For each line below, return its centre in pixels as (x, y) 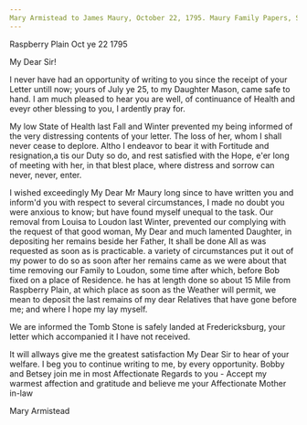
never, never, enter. (46, 175)
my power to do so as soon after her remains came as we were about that (148, 260)
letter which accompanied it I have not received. (100, 336)
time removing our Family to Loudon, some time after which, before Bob (145, 270)
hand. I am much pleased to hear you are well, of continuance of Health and (152, 99)
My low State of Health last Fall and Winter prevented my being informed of (151, 126)
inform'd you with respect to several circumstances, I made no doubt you (147, 202)
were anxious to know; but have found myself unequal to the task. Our (142, 212)
